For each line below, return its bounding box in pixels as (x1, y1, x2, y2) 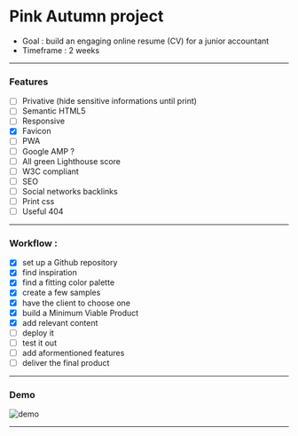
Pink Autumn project (9, 6, 164, 27)
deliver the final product (21, 357, 110, 368)
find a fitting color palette (21, 277, 115, 288)
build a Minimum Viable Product (21, 307, 139, 318)
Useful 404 (21, 206, 64, 217)
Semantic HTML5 (21, 106, 86, 116)
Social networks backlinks (21, 186, 118, 196)
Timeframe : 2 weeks (21, 44, 100, 55)
